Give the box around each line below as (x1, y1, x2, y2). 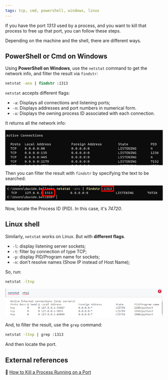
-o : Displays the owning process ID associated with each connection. (12, 110, 155, 116)
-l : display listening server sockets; (12, 243, 86, 249)
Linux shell (5, 220, 40, 229)
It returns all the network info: (5, 120, 66, 126)
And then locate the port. (5, 341, 57, 347)
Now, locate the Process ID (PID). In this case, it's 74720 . (5, 206, 122, 212)
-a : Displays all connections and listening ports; (12, 100, 110, 106)
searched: (5, 175, 26, 181)
